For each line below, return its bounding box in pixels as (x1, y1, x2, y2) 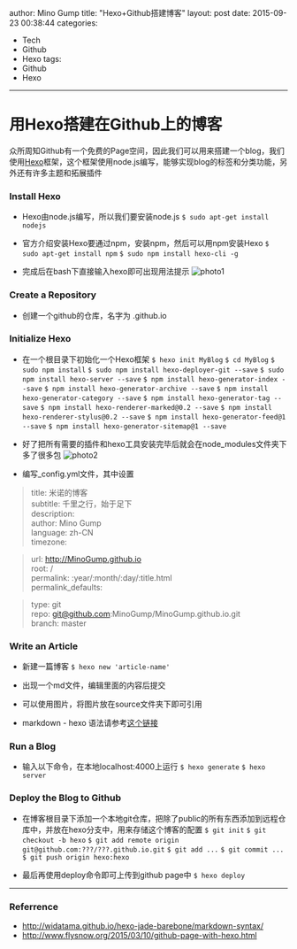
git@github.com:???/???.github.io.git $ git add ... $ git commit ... (21, 845, 285, 854)
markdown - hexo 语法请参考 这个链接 (21, 718, 159, 729)
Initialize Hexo (9, 333, 72, 345)
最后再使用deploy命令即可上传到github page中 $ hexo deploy (21, 869, 246, 880)
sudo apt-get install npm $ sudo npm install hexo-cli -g (21, 250, 239, 258)
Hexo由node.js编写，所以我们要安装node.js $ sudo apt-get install (21, 212, 270, 222)
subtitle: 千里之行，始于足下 (30, 498, 133, 509)
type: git (30, 598, 62, 609)
